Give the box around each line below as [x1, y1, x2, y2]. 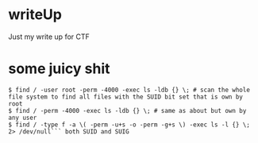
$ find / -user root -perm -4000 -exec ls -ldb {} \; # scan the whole [8, 86, 250, 94]
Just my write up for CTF [8, 32, 90, 41]
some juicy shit [8, 60, 110, 78]
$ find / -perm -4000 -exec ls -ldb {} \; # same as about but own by [8, 106, 247, 114]
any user [8, 114, 37, 122]
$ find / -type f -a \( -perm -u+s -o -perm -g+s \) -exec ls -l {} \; [8, 121, 250, 129]
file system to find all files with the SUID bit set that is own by [8, 93, 244, 101]
